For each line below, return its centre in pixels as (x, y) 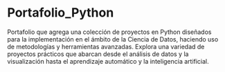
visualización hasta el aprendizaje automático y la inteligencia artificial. (108, 61)
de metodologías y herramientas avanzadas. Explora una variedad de (106, 46)
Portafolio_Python (61, 13)
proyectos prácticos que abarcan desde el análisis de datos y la (98, 54)
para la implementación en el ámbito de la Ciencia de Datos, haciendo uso (113, 39)
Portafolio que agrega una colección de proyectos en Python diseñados (109, 32)
